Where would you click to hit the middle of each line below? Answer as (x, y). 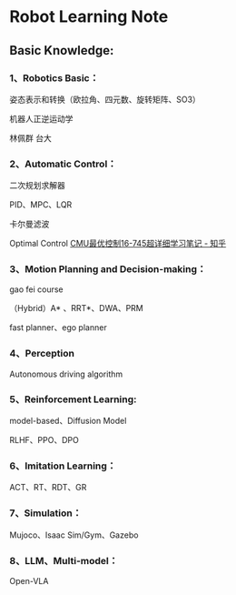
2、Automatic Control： (63, 164)
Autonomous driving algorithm (66, 374)
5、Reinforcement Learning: (74, 399)
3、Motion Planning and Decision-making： (108, 269)
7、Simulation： (46, 513)
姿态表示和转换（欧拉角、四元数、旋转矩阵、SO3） (105, 99)
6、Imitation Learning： (63, 466)
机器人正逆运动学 (41, 118)
